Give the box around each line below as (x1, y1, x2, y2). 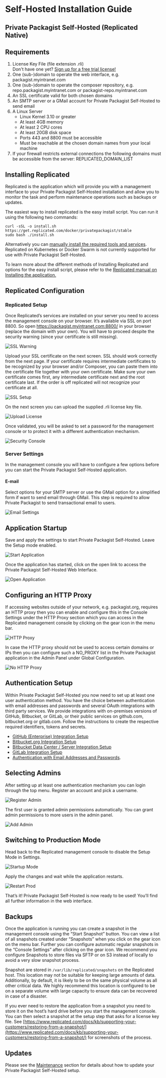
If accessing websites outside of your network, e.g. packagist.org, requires (5, 604, 158, 610)
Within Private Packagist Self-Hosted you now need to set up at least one (5, 692, 155, 698)
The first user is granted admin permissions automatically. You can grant (5, 806, 154, 812)
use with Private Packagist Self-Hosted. (5, 252, 86, 258)
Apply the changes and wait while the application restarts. (5, 873, 124, 879)
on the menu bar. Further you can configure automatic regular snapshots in (5, 941, 159, 947)
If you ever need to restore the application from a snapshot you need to (5, 1003, 151, 1009)
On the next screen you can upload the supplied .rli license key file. (5, 404, 143, 410)
